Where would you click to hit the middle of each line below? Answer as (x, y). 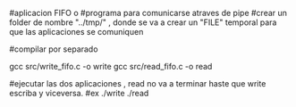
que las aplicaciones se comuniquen (76, 32)
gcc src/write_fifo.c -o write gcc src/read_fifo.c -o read (111, 66)
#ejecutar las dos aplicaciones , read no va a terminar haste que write (138, 83)
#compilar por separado (54, 49)
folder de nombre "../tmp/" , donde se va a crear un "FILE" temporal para (143, 22)
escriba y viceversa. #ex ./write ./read (79, 93)
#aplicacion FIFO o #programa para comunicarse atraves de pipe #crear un (148, 13)
